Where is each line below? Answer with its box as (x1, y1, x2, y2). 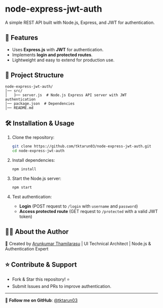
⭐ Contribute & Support (5, 261, 77, 269)
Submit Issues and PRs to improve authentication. (12, 283, 112, 289)
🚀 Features (5, 34, 38, 42)
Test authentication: (12, 193, 52, 199)
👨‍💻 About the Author (5, 228, 69, 236)
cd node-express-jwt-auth (12, 149, 65, 154)
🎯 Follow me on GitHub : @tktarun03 (5, 297, 78, 303)
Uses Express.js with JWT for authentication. (12, 46, 104, 52)
